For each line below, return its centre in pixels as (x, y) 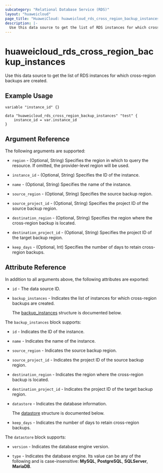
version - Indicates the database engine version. (61, 446)
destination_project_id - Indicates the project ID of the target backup (82, 389)
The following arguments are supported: (45, 151)
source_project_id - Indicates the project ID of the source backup (78, 360)
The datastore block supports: (36, 437)
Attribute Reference (36, 267)
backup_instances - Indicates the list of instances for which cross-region (84, 298)
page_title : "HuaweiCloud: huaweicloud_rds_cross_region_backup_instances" (83, 18)
